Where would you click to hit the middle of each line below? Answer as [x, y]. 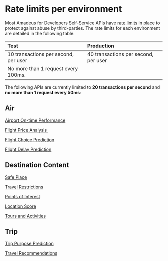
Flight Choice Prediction [30, 140]
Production [101, 46]
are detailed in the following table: [40, 33]
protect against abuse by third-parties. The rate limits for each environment [83, 28]
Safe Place [16, 177]
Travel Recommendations [31, 253]
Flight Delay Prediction [28, 149]
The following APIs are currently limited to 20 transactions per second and [83, 87]
